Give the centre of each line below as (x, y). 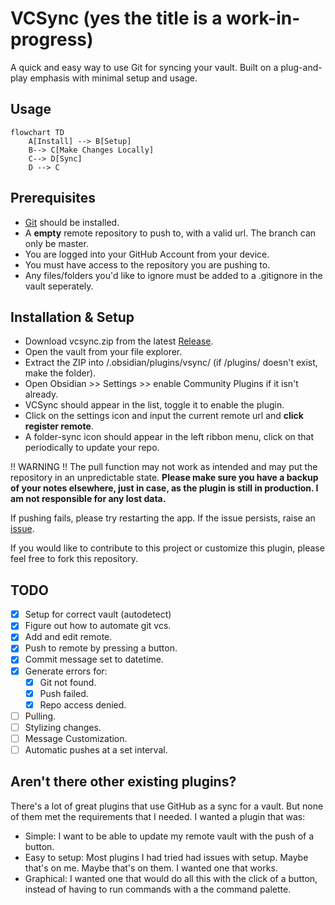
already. (41, 394)
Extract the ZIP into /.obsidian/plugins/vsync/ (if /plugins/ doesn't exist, (171, 363)
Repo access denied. (83, 704)
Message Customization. (76, 738)
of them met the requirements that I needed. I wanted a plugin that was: (158, 816)
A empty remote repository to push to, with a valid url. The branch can (170, 233)
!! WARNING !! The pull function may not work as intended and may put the (164, 467)
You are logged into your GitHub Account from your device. (147, 254)
